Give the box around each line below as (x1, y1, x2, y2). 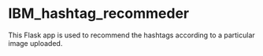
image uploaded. (8, 38, 63, 47)
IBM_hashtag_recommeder (8, 5, 190, 23)
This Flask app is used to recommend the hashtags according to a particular (8, 30, 256, 40)
